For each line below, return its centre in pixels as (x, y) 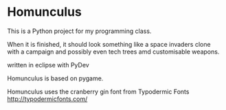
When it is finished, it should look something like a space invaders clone (109, 44)
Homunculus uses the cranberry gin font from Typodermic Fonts (98, 91)
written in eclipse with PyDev (48, 65)
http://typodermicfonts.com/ (47, 99)
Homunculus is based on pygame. (55, 78)
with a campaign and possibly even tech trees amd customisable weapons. (113, 52)
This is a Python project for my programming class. (79, 31)
